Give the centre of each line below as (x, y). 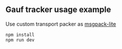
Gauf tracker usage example (58, 10)
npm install (20, 35)
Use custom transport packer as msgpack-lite (61, 24)
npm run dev (20, 40)
